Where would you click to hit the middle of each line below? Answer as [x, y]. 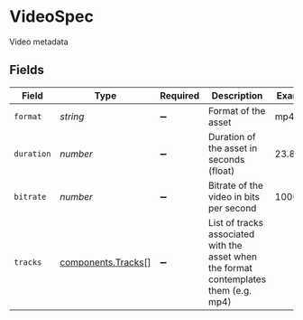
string [72, 117]
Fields [27, 70]
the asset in [233, 148]
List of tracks [236, 222]
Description [237, 95]
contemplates [237, 279]
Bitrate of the [236, 185]
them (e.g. [230, 290]
